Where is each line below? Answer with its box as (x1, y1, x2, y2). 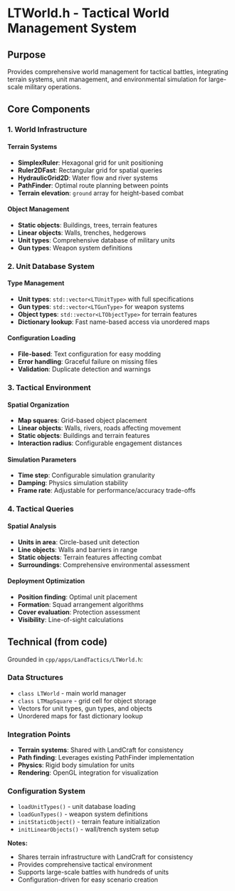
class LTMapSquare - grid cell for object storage (17, 696, 157, 705)
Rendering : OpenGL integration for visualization (17, 768, 159, 777)
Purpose (7, 49, 46, 61)
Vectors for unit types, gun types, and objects (17, 704, 152, 713)
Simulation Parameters (7, 455, 77, 464)
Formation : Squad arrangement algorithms (17, 600, 144, 609)
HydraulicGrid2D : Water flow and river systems (17, 173, 158, 182)
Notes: (7, 839, 28, 847)
